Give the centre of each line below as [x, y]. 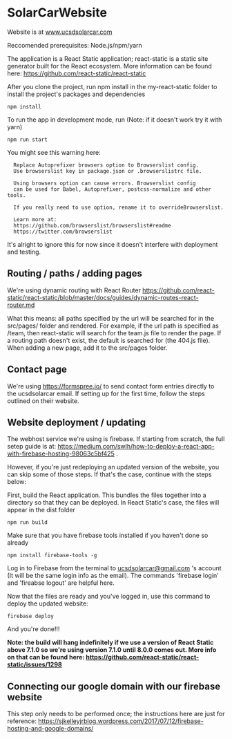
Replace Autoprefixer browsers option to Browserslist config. [106, 165]
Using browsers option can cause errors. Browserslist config [105, 183]
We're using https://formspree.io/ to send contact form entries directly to [111, 386]
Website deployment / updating [77, 422]
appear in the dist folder [41, 510]
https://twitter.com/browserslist [63, 232]
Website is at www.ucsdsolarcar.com [60, 32]
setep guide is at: [32, 447]
